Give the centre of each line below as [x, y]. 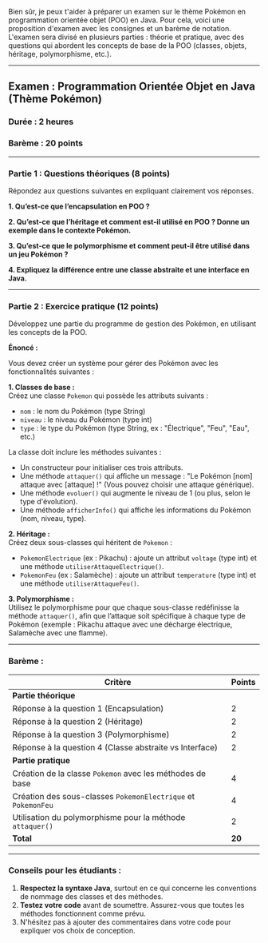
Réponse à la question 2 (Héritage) [78, 721]
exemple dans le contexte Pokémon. [70, 230]
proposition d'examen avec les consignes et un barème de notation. [120, 28]
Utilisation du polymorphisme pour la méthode [99, 817]
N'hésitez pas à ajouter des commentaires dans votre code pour [125, 921]
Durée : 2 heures [41, 121]
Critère [118, 682]
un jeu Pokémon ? [38, 254]
